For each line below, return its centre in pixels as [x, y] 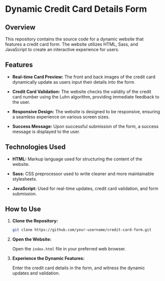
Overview [20, 27]
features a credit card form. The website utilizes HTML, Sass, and [72, 44]
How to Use [23, 209]
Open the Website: [32, 239]
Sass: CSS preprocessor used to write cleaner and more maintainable [83, 174]
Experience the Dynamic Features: [48, 258]
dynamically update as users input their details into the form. [74, 82]
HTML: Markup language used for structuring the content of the [77, 159]
